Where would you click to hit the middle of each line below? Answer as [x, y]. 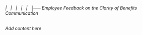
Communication [22, 13]
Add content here [23, 29]
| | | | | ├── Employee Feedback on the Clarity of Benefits [71, 8]
